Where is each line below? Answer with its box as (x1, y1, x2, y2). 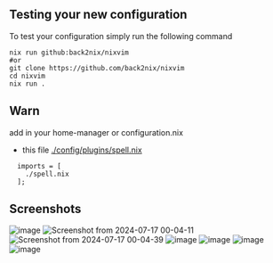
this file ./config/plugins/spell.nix (21, 144, 142, 155)
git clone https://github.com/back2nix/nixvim (9, 63, 185, 72)
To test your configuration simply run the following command (9, 30, 233, 41)
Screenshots (9, 201, 82, 217)
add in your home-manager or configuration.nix (9, 127, 184, 137)
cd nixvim (9, 71, 46, 80)
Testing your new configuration (9, 7, 188, 22)
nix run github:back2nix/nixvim (9, 48, 129, 57)
